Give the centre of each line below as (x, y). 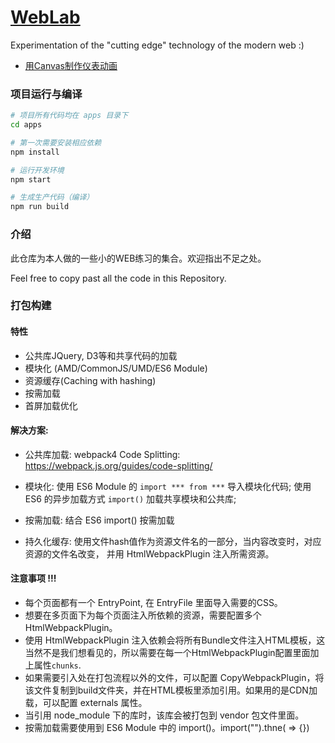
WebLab (45, 17)
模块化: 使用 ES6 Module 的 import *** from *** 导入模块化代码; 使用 (168, 486)
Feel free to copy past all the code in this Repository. (118, 278)
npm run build (40, 207)
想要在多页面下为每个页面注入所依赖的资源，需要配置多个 (143, 615)
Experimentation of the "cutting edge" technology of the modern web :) (157, 45)
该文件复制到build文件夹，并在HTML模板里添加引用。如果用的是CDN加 (171, 690)
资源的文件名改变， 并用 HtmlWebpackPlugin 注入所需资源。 (149, 553)
